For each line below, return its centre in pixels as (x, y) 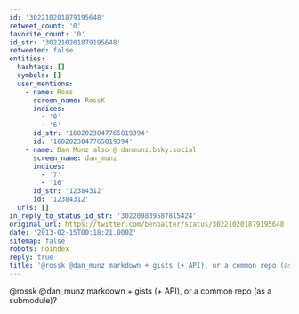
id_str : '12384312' (69, 191)
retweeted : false (41, 51)
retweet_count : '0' (45, 26)
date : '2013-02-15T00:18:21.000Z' (73, 232)
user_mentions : (45, 84)
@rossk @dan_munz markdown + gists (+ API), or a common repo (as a (141, 291)
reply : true (31, 258)
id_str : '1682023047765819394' (91, 133)
